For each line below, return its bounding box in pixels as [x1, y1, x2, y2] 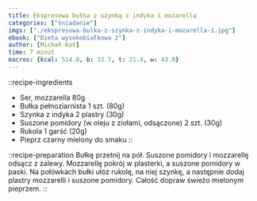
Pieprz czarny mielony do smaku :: [19, 135, 133, 144]
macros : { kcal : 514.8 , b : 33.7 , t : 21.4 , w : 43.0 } [8, 56, 179, 64]
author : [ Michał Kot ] [8, 41, 80, 49]
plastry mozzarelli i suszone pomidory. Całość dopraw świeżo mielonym [8, 175, 244, 184]
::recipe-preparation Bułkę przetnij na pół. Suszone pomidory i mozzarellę [8, 150, 249, 159]
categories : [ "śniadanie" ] [8, 19, 98, 27]
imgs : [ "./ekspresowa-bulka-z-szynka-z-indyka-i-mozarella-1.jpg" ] [8, 26, 236, 34]
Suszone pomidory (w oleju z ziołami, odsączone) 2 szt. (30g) [19, 118, 223, 127]
